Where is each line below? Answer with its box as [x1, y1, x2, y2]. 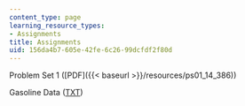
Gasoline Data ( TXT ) [9, 87, 83, 98]
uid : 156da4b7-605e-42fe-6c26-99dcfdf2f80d [9, 46, 173, 55]
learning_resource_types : [9, 21, 105, 30]
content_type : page [9, 12, 82, 22]
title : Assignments [9, 37, 82, 47]
